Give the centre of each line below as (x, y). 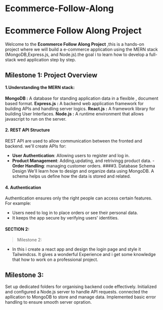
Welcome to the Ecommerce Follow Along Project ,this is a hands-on (75, 44)
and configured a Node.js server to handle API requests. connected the (76, 292)
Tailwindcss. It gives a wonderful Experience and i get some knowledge (84, 255)
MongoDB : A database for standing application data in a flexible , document (82, 98)
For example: (18, 203)
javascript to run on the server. (36, 119)
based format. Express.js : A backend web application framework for (74, 103)
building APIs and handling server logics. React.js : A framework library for (80, 109)
